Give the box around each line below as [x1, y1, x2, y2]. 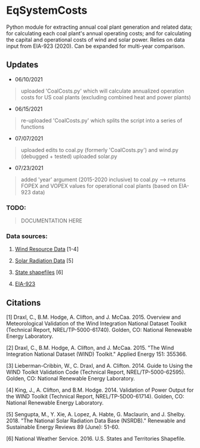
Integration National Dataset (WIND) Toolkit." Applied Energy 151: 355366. [6, 351, 187, 358]
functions [20, 123, 45, 130]
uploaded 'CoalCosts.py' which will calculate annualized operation [20, 87, 184, 95]
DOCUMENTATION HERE [20, 217, 82, 224]
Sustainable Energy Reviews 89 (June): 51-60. [6, 423, 120, 431]
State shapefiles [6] [14, 269, 64, 276]
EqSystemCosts [6, 4, 88, 17]
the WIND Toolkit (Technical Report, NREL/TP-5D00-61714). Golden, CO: [6, 393, 184, 400]
